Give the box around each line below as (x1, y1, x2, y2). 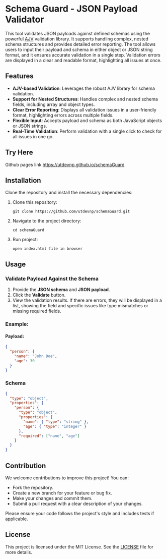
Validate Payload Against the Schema (5, 275, 99, 282)
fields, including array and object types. (12, 101, 95, 107)
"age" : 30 (14, 358, 35, 363)
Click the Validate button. (12, 292, 66, 298)
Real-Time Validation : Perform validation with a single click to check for (12, 128, 162, 134)
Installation (5, 176, 41, 185)
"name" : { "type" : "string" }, (23, 419, 89, 424)
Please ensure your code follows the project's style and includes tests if (5, 510, 154, 516)
